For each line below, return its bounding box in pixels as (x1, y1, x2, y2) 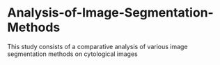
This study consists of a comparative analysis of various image (7, 42, 188, 50)
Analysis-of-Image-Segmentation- (7, 5, 214, 21)
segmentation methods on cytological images (7, 50, 138, 58)
